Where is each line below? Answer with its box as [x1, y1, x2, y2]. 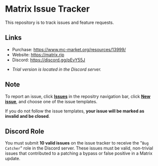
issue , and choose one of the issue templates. [5, 98, 98, 104]
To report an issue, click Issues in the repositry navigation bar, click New [5, 93, 151, 99]
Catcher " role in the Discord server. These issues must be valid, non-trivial [5, 145, 154, 151]
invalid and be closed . [5, 113, 50, 119]
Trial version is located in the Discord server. [12, 66, 102, 72]
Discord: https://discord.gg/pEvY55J [12, 57, 86, 63]
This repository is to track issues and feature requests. [5, 19, 114, 25]
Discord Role [5, 127, 45, 135]
